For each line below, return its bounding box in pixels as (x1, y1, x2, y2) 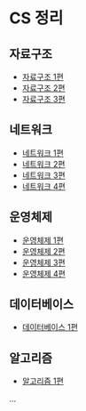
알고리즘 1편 (21, 375, 64, 387)
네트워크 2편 (21, 158, 66, 169)
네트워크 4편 (21, 181, 66, 191)
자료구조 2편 (21, 83, 66, 93)
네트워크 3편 (21, 170, 66, 181)
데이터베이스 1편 (21, 322, 78, 333)
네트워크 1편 (21, 148, 64, 158)
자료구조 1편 (21, 72, 64, 82)
